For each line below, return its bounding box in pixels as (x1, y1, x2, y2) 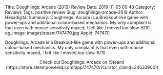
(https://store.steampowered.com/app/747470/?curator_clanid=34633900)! (5, 64, 159, 70)
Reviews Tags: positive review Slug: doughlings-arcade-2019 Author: (5, 9, 144, 15)
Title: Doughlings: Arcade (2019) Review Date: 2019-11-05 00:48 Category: (5, 4, 155, 10)
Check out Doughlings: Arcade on (39, 59, 108, 65)
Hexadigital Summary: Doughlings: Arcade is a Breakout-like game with (5, 15, 148, 20)
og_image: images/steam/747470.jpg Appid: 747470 (5, 30, 110, 36)
